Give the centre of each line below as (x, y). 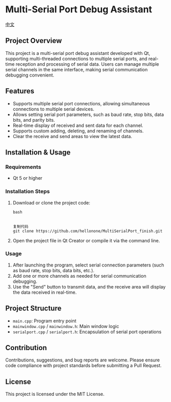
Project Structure (33, 308)
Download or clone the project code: (52, 203)
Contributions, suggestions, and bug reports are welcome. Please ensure (83, 360)
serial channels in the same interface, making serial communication (77, 69)
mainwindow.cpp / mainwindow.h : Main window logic (66, 326)
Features (20, 91)
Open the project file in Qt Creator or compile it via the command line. (86, 240)
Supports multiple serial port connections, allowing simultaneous (81, 103)
